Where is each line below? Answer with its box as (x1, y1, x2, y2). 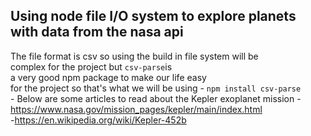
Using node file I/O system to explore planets (10, 8, 297, 25)
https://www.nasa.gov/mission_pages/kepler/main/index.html (10, 103, 263, 115)
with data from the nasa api (10, 24, 184, 41)
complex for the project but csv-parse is (10, 60, 173, 73)
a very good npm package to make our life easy (10, 71, 207, 83)
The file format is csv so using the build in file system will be (10, 50, 259, 62)
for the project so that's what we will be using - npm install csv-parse (10, 82, 302, 94)
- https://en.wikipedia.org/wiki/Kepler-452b (10, 114, 187, 126)
